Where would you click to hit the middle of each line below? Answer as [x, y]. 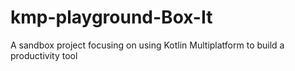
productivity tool [44, 55]
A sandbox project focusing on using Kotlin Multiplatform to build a [147, 45]
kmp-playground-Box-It [111, 17]
